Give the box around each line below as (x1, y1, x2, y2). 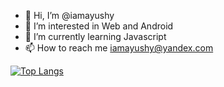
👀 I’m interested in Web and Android (24, 20, 174, 32)
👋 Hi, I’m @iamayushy (24, 10, 115, 21)
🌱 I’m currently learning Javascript (24, 31, 167, 42)
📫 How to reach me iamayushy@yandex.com (24, 42, 214, 54)
